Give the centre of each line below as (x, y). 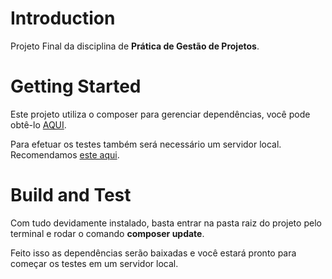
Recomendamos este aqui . (65, 154)
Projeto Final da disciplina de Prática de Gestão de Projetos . (135, 46)
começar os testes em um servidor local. (94, 263)
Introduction (63, 18)
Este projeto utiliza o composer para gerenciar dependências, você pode (160, 114)
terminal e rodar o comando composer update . (107, 233)
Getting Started (76, 86)
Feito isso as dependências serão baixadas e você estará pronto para (153, 253)
